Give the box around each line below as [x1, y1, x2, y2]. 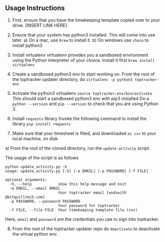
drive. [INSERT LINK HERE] [12, 22, 67, 28]
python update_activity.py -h [5, 164, 67, 169]
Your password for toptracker [58, 203, 120, 208]
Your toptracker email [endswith [58, 190, 127, 195]
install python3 [12, 42, 43, 48]
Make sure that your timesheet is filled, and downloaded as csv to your [12, 130, 157, 136]
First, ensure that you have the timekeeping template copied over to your [12, 17, 160, 23]
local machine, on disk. [12, 135, 59, 141]
